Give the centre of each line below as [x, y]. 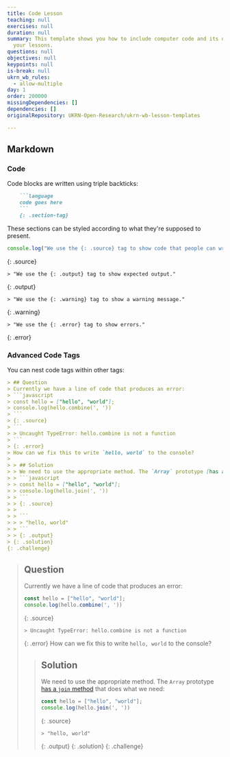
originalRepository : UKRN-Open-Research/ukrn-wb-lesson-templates [104, 115]
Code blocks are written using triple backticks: [73, 184]
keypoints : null [30, 64]
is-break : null [29, 71]
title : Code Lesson [35, 13]
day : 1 [16, 90]
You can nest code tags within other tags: [66, 370]
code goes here [41, 203]
